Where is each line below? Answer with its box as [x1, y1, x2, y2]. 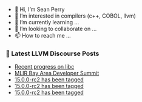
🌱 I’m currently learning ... [14, 19, 79, 25]
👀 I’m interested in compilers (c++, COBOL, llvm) [14, 12, 136, 19]
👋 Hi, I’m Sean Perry [14, 6, 65, 13]
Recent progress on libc [14, 63, 75, 70]
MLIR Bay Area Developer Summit [14, 70, 100, 77]
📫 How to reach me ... [14, 32, 71, 39]
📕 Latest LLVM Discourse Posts [5, 49, 100, 58]
